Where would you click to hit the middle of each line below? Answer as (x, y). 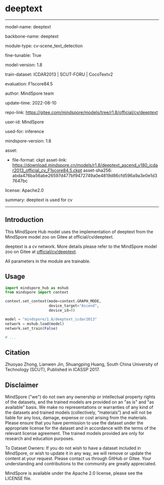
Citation (18, 352)
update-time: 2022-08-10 (31, 103)
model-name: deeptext (28, 27)
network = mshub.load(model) (35, 324)
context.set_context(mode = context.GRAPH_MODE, (53, 301)
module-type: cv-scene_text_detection (44, 46)
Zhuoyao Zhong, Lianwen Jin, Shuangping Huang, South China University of (82, 364)
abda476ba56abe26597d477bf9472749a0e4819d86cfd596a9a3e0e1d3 (85, 175)
